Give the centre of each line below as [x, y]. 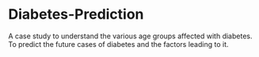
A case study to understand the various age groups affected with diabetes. [130, 36]
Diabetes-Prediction [76, 14]
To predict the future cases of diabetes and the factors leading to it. [118, 44]
